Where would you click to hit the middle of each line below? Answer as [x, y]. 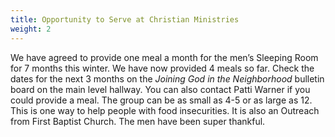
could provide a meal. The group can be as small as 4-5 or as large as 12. [161, 100]
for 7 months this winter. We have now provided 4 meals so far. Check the [162, 68]
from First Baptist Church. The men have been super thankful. [138, 121]
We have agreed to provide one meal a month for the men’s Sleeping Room [164, 57]
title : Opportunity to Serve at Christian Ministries [125, 19]
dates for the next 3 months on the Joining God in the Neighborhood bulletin [167, 78]
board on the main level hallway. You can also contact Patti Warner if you [160, 89]
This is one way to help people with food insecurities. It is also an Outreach [165, 110]
